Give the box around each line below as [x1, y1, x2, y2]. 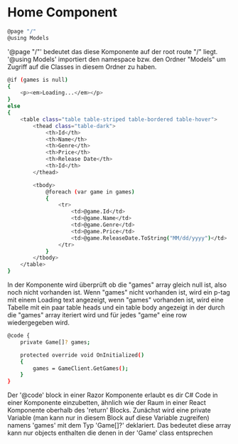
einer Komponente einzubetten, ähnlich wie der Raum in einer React [7, 398, 206, 407]
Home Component [7, 4, 118, 21]
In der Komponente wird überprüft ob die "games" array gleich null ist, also [7, 280, 227, 289]
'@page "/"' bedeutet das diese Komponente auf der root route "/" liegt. [7, 47, 218, 55]
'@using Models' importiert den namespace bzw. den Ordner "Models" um [7, 55, 226, 63]
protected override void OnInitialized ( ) [20, 351, 144, 359]
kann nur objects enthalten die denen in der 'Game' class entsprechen [7, 428, 213, 438]
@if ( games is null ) [7, 76, 69, 83]
